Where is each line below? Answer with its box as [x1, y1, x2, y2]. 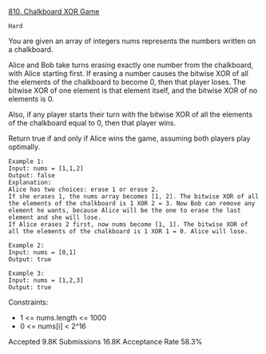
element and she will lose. [8, 213, 102, 221]
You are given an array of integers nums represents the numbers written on [8, 36, 256, 46]
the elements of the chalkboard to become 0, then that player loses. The [8, 78, 246, 86]
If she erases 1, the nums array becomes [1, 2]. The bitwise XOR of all [8, 193, 260, 201]
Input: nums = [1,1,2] [8, 165, 84, 173]
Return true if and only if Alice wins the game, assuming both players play [8, 133, 251, 143]
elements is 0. [8, 94, 54, 103]
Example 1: [8, 157, 45, 165]
